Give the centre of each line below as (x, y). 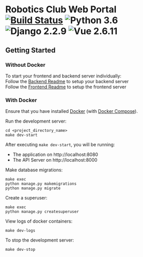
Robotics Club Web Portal (61, 9)
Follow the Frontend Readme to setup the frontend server (66, 87)
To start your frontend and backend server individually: (63, 76)
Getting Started (30, 50)
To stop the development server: (40, 240)
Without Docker (25, 65)
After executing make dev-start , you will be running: (60, 145)
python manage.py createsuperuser (42, 212)
